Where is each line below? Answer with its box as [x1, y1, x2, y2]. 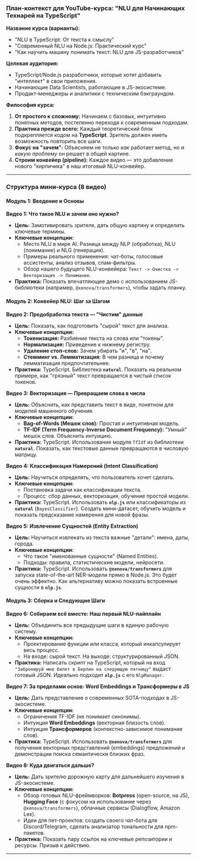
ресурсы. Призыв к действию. [14, 841, 91, 849]
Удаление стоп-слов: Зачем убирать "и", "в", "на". [23, 347, 152, 354]
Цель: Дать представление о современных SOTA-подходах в [14, 694, 169, 701]
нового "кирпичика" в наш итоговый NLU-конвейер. [14, 163, 146, 170]
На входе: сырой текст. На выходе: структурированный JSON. [23, 653, 180, 660]
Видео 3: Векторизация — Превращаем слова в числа [6, 389, 145, 397]
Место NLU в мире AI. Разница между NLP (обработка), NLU [23, 241, 176, 248]
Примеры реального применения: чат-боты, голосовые [23, 253, 164, 260]
